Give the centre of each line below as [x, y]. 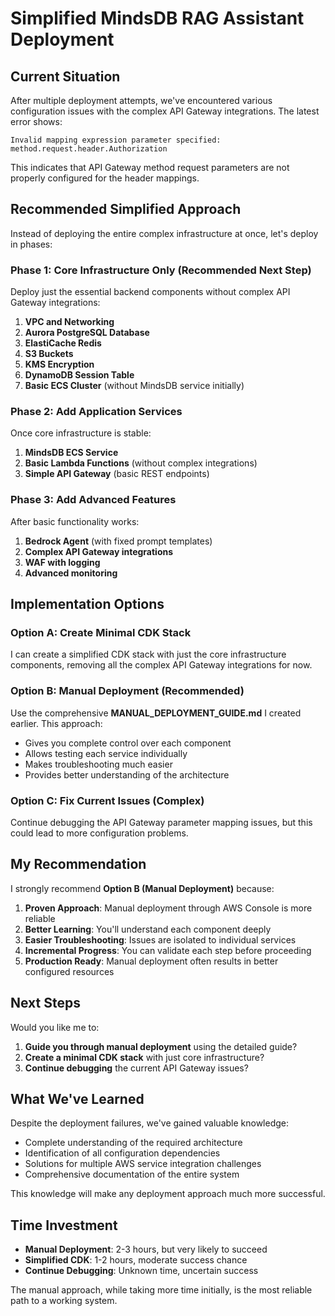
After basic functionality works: [75, 521]
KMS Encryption [59, 364]
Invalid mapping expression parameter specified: [116, 140]
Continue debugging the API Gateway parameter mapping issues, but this [161, 822]
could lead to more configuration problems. [99, 833]
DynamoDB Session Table [79, 375]
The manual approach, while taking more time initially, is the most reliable [161, 1290]
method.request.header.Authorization [89, 149]
